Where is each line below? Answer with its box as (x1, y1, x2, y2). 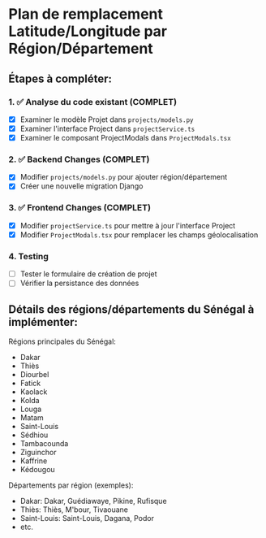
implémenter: (8, 315, 79, 329)
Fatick (19, 379, 41, 388)
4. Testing (8, 250, 49, 262)
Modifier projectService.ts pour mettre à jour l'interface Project (19, 220, 236, 230)
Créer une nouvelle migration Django (19, 181, 144, 191)
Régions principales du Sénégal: (8, 336, 116, 346)
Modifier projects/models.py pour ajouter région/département (19, 172, 228, 182)
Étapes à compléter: (8, 72, 112, 85)
